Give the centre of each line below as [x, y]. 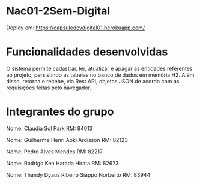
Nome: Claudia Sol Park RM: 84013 [50, 128]
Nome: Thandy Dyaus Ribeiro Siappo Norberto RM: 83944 [78, 174]
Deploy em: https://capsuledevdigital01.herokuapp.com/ [76, 28]
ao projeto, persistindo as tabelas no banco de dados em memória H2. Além [100, 75]
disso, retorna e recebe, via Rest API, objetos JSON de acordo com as [93, 81]
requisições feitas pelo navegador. [49, 88]
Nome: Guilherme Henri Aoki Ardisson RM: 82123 [67, 140]
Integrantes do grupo [60, 112]
